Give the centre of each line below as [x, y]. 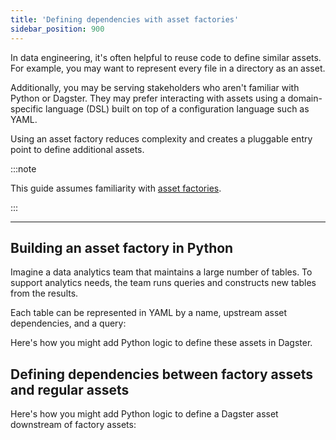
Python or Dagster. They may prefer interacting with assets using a [148, 98]
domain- [305, 98]
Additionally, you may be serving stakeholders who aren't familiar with [155, 87]
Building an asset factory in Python [122, 247]
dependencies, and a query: [68, 323]
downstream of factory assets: [73, 425]
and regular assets [70, 389]
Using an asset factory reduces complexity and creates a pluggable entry [161, 138]
